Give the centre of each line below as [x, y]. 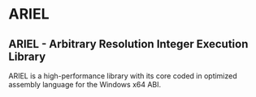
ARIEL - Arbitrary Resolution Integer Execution [128, 44]
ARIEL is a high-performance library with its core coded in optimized [123, 76]
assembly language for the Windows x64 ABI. [85, 84]
